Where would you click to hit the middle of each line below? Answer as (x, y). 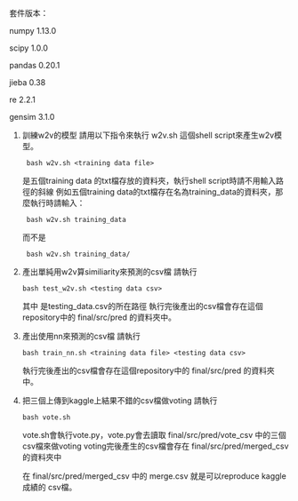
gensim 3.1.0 (32, 117)
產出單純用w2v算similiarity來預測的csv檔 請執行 (109, 272)
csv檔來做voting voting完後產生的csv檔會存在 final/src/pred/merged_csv (155, 446)
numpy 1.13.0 (32, 31)
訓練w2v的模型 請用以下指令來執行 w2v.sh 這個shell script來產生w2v (148, 135)
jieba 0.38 (28, 82)
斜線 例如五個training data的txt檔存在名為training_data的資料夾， (157, 192)
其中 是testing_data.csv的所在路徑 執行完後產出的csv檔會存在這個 (143, 306)
